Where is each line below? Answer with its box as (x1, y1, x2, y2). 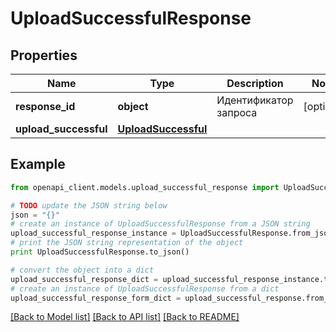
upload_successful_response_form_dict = (10, 293, 182, 303)
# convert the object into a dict (10, 265, 155, 275)
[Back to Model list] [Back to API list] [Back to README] (10, 311, 240, 323)
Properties (10, 47, 78, 64)
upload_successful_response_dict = (10, 274, 159, 284)
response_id (15, 100, 76, 113)
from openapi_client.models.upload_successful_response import (10, 182, 280, 192)
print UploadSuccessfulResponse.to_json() (10, 247, 190, 257)
